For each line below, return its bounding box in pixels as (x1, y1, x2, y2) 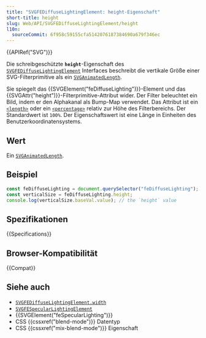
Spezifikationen (6, 214, 69, 224)
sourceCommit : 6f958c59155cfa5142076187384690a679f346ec (12, 32, 161, 38)
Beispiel (6, 170, 38, 180)
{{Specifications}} (6, 230, 52, 238)
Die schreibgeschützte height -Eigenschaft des (6, 61, 124, 68)
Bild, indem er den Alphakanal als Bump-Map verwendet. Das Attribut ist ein (6, 99, 198, 106)
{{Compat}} (6, 265, 36, 271)
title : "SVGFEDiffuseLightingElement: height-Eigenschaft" (6, 9, 161, 15)
